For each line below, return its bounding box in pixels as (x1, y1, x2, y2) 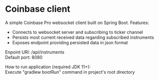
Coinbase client (5, 3, 71, 15)
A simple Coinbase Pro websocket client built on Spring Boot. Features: (5, 20, 149, 26)
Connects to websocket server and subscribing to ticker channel (12, 29, 143, 35)
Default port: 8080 (5, 54, 43, 60)
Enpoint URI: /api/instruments (5, 49, 65, 55)
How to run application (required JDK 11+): (5, 64, 91, 70)
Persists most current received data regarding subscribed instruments (12, 34, 155, 40)
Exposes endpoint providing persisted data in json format (12, 39, 129, 45)
